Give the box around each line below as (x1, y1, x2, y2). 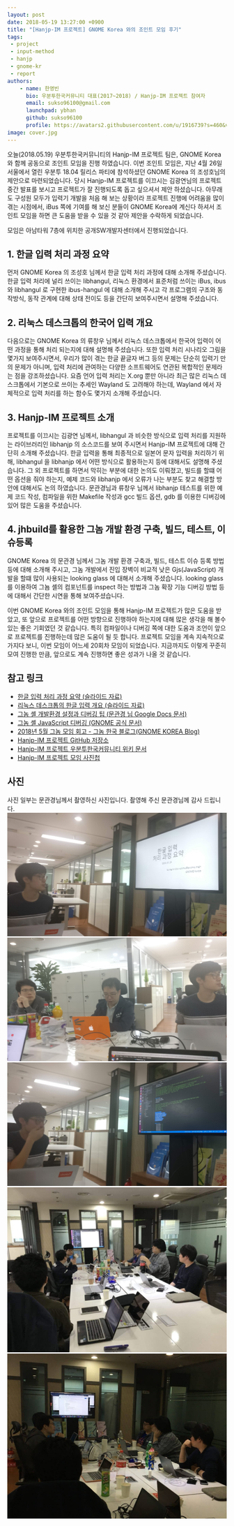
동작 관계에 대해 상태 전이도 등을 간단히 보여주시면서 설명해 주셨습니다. (27, 294, 219, 303)
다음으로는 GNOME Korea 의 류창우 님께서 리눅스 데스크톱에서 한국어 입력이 (7, 337, 214, 345)
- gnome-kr (10, 63, 42, 70)
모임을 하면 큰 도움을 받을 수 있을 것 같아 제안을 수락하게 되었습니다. (19, 211, 204, 219)
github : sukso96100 (25, 115, 82, 122)
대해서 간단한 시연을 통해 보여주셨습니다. (14, 591, 125, 600)
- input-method (10, 48, 54, 55)
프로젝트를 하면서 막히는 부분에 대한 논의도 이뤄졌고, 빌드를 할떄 (42, 467, 215, 475)
